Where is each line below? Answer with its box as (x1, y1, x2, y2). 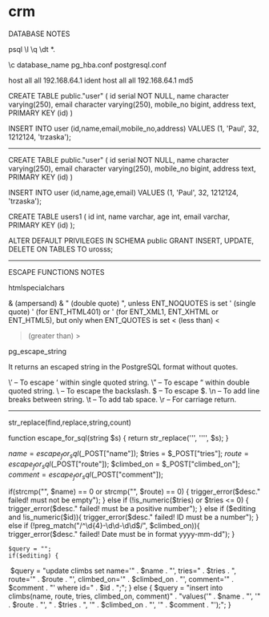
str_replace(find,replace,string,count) (8, 417, 132, 427)
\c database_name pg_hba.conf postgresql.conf (8, 59, 167, 70)
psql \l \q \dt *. (8, 44, 56, 54)
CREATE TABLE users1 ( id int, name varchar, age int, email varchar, (8, 212, 231, 221)
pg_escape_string (8, 346, 66, 356)
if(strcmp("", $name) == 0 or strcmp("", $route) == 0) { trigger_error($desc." (8, 487, 261, 497)
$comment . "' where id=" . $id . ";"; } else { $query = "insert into (8, 583, 223, 593)
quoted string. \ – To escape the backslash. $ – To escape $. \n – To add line (8, 385, 260, 395)
